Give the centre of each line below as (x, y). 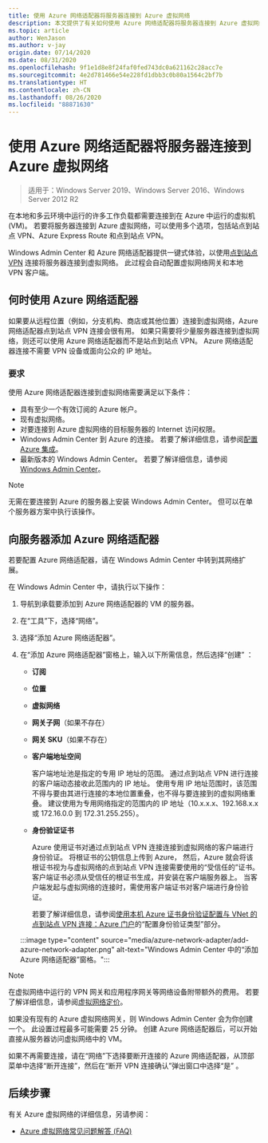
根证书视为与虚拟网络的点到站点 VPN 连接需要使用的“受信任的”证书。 (145, 867)
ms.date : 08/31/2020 (43, 61)
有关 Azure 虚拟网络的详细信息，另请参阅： (79, 1113)
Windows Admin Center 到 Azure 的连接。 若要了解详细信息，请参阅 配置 (139, 439)
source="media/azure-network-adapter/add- (175, 939)
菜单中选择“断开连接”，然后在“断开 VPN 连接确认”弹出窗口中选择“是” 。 (126, 1066)
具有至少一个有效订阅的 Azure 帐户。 (81, 409)
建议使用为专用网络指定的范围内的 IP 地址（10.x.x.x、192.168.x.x (153, 803)
